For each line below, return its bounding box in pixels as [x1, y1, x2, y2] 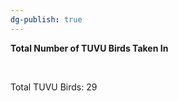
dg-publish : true [10, 14, 83, 25]
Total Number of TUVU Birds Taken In [10, 42, 169, 54]
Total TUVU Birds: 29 [10, 81, 98, 93]
